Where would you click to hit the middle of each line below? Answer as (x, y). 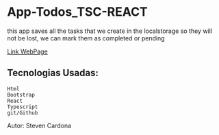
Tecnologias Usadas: (53, 73)
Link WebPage (27, 51)
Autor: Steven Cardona (39, 125)
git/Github (23, 113)
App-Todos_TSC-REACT (78, 12)
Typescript (23, 107)
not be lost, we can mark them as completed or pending (86, 38)
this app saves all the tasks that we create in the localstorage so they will (110, 31)
